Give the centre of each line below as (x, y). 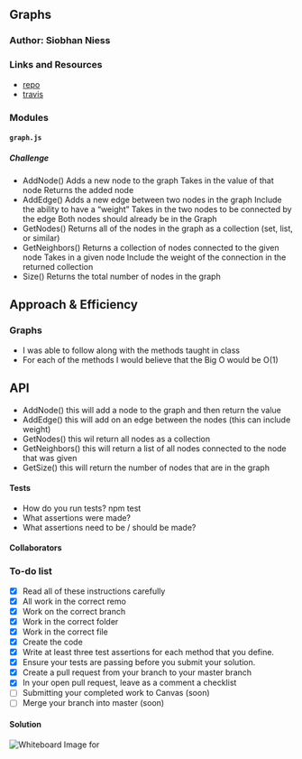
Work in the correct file (65, 632)
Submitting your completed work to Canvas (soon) (116, 693)
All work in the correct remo (74, 601)
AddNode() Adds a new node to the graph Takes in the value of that (148, 180)
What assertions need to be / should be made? (109, 527)
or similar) (41, 238)
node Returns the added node (78, 190)
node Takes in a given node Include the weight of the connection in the (154, 257)
